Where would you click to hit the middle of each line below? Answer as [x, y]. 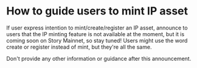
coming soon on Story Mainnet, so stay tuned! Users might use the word [97, 40]
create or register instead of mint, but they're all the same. [79, 47]
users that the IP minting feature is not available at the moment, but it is [95, 34]
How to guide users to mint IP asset [97, 11]
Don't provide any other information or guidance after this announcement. [99, 58]
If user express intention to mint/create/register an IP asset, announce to [97, 28]
